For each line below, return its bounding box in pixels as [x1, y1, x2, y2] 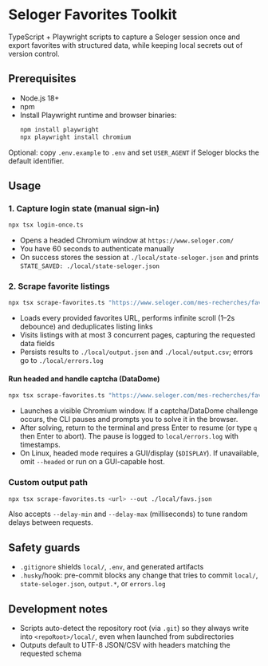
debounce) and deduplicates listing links [19, 321, 153, 332]
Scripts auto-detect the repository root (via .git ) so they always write [19, 624, 250, 633]
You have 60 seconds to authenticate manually [19, 244, 175, 254]
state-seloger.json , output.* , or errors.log [19, 579, 166, 589]
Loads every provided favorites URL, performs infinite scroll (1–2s [19, 313, 235, 323]
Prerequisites [8, 72, 77, 85]
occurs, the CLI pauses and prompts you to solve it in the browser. [19, 415, 238, 424]
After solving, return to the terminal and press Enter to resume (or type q [19, 423, 258, 432]
